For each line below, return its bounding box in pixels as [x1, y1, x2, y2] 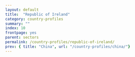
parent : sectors [5, 35, 39, 40]
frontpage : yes [5, 30, 37, 35]
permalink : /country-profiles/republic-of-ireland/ [5, 40, 115, 45]
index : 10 [5, 26, 26, 31]
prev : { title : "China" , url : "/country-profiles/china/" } [5, 44, 131, 49]
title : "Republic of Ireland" [5, 12, 70, 17]
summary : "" [5, 21, 30, 26]
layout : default [5, 7, 39, 12]
